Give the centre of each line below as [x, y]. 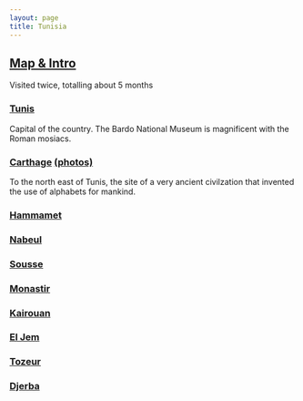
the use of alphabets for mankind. [73, 191]
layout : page [34, 18]
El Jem [25, 337]
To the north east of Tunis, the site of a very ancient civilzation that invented [152, 181]
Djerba [25, 386]
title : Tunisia [38, 26]
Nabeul [26, 240]
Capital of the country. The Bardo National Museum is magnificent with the [149, 129]
